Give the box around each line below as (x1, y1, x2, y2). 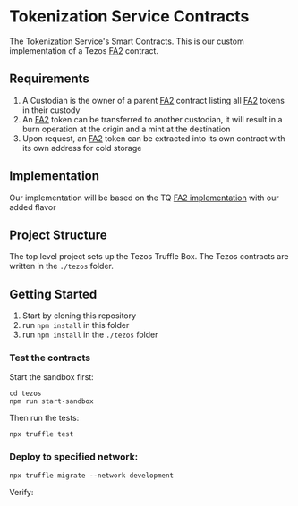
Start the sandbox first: (9, 372, 94, 383)
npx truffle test (9, 430, 74, 439)
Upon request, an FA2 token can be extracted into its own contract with (21, 132, 285, 144)
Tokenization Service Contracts (9, 6, 250, 27)
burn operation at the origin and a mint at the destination (21, 123, 231, 134)
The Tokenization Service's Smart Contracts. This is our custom (9, 36, 244, 46)
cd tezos (9, 389, 42, 399)
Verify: (9, 486, 34, 497)
